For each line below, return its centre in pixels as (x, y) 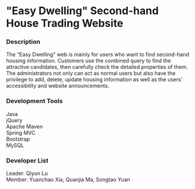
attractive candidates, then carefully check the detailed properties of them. (97, 67)
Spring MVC (21, 132)
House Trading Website (65, 23)
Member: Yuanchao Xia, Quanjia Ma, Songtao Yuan (68, 180)
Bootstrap (18, 139)
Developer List (27, 160)
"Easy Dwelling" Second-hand (82, 11)
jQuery (14, 120)
